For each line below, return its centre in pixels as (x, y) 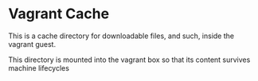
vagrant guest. (32, 44)
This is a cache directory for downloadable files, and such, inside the (121, 36)
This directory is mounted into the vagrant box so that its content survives (129, 60)
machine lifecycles (39, 67)
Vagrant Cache (59, 14)
